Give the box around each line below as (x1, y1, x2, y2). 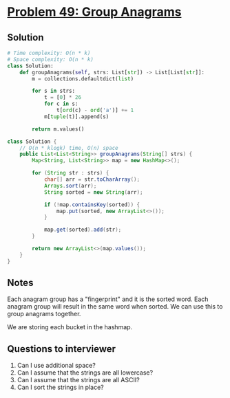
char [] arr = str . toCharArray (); (43, 176, 140, 183)
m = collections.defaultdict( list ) (32, 75, 134, 82)
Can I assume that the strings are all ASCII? (17, 376, 140, 384)
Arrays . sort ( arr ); (43, 182, 97, 189)
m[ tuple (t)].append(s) (43, 113, 109, 120)
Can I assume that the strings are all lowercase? (17, 368, 154, 377)
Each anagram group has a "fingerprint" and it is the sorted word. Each (7, 295, 209, 303)
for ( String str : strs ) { (32, 170, 109, 177)
